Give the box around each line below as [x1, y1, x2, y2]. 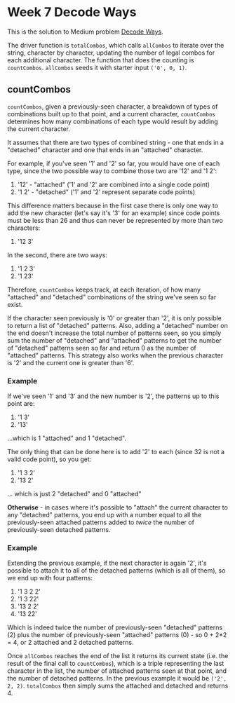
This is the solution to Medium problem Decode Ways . [7, 27, 163, 36]
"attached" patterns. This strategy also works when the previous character [7, 351, 223, 360]
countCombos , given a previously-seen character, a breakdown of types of [7, 102, 218, 111]
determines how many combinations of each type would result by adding [7, 117, 219, 125]
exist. [7, 300, 23, 308]
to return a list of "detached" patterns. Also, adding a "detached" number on [7, 321, 228, 329]
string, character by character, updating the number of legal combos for [7, 48, 215, 57]
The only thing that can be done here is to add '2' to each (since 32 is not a [7, 448, 225, 456]
